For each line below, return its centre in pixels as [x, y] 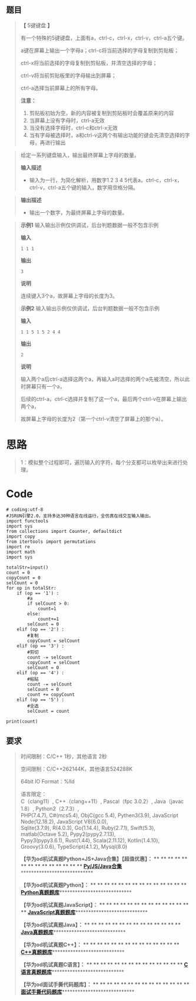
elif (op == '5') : [41, 700]
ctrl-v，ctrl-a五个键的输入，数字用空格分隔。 [84, 187]
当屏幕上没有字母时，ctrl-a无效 [67, 120]
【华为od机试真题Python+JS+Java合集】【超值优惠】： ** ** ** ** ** [104, 858]
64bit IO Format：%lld [47, 781]
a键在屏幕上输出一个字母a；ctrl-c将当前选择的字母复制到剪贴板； [100, 50]
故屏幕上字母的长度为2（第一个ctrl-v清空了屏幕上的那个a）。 [93, 419]
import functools [27, 521]
